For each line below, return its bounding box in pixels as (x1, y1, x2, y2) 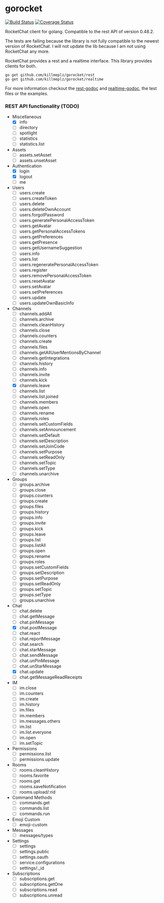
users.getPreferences (19, 234, 63, 240)
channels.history (19, 360, 53, 366)
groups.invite (19, 520, 46, 526)
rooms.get (19, 778, 41, 784)
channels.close (19, 327, 50, 333)
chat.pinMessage (19, 619, 55, 625)
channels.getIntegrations (19, 355, 70, 361)
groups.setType (19, 592, 51, 598)
